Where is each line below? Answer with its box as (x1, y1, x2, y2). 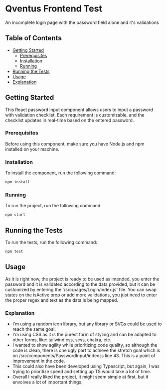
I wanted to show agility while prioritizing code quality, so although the (12, 342, 158, 348)
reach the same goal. (12, 326, 56, 332)
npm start (5, 212, 26, 217)
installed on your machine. (5, 146, 60, 152)
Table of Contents (5, 34, 62, 42)
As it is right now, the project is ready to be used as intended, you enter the (5, 276, 160, 282)
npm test (5, 249, 23, 254)
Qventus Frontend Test (5, 3, 102, 14)
